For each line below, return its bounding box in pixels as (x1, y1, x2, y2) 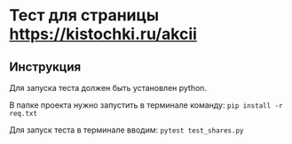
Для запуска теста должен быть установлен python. (9, 83, 207, 93)
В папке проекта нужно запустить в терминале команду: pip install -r (9, 100, 283, 110)
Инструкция (9, 59, 82, 74)
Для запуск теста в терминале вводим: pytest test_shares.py (9, 125, 244, 135)
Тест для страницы (9, 5, 160, 26)
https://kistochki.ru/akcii (9, 24, 198, 44)
